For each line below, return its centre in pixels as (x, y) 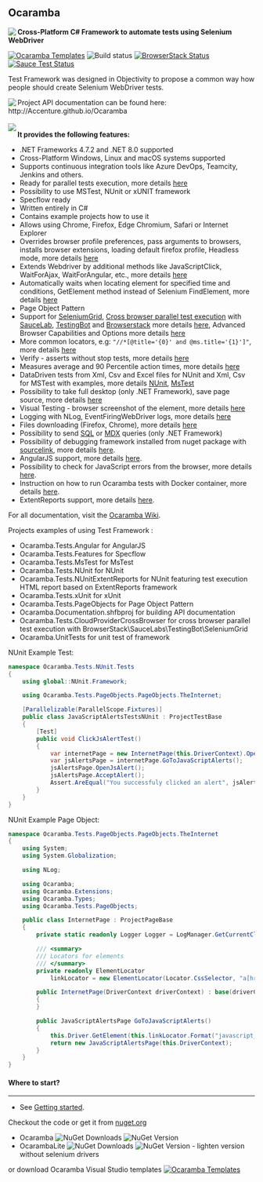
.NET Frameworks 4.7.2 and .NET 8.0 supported (96, 149)
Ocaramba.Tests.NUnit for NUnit (72, 570)
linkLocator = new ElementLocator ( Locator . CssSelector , (143, 978)
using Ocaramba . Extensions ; (68, 891)
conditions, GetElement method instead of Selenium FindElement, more (135, 291)
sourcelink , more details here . (67, 450)
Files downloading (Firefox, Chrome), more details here (108, 425)
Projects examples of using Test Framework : (81, 530)
